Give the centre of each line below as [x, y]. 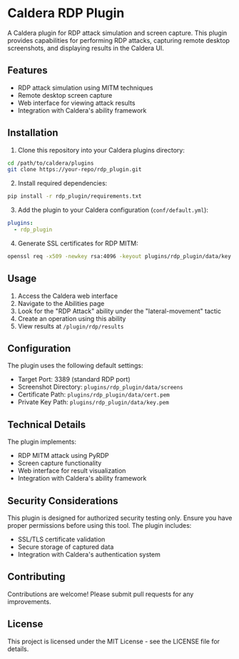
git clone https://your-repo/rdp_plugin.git [75, 170]
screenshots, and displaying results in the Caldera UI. [86, 48]
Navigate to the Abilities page [61, 303]
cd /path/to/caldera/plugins [51, 163]
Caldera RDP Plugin [66, 13]
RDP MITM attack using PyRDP [63, 456]
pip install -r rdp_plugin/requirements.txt [75, 196]
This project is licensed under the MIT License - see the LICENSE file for [113, 641]
